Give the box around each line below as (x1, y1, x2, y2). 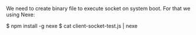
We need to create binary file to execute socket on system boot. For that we (6, 5, 191, 12)
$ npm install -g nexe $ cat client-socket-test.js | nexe (6, 23, 138, 29)
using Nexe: (6, 11, 35, 18)
